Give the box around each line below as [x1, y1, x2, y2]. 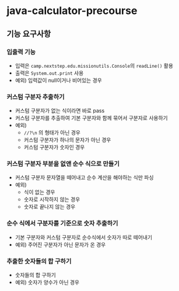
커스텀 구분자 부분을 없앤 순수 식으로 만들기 [6, 160, 120, 168]
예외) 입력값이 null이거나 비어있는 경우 [15, 77, 103, 84]
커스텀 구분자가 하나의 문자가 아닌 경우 [23, 136, 111, 144]
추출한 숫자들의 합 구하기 [6, 257, 72, 265]
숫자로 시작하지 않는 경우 [23, 196, 80, 203]
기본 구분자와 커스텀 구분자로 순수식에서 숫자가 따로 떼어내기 [15, 234, 153, 241]
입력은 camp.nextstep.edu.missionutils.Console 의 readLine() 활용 [15, 62, 174, 69]
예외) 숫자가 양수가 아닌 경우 [15, 279, 80, 286]
